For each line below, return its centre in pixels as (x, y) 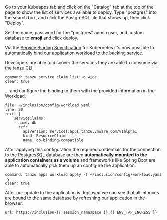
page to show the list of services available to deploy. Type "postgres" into (81, 12)
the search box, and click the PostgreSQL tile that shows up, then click (78, 18)
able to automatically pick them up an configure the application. (71, 165)
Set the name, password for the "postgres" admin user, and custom (74, 33)
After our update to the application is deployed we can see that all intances (82, 193)
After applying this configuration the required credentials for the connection (83, 150)
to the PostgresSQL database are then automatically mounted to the (76, 155)
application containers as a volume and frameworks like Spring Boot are (80, 160)
